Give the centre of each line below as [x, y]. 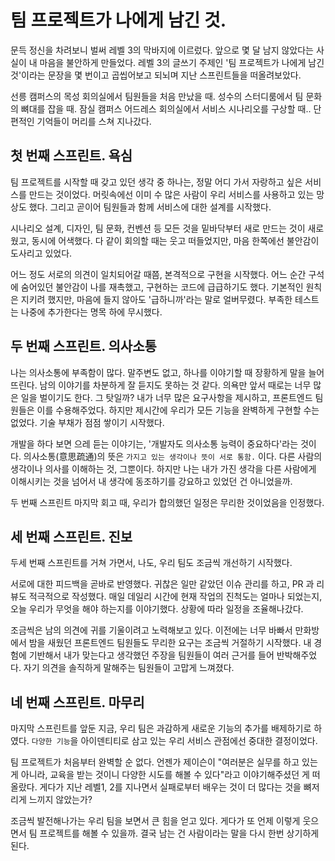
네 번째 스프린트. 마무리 [77, 702]
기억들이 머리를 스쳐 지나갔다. [94, 121]
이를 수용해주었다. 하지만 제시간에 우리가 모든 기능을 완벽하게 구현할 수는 [178, 410]
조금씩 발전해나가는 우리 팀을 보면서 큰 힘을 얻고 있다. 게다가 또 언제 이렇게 [155, 821]
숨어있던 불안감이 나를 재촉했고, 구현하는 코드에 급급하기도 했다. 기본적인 [162, 287]
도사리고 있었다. [41, 253]
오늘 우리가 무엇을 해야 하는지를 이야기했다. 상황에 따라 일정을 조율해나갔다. [157, 609]
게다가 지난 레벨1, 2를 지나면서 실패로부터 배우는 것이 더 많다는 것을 [170, 787]
